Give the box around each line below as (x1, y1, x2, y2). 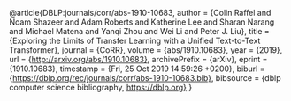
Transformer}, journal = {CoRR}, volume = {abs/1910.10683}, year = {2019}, (9, 45, 283, 55)
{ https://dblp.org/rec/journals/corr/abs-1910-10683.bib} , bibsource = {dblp (9, 73, 281, 83)
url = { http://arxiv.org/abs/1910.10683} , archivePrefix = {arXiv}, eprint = (9, 54, 268, 64)
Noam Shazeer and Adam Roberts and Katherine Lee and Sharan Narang (9, 17, 275, 27)
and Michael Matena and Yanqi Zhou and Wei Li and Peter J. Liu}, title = (9, 26, 270, 36)
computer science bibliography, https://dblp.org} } (9, 83, 193, 92)
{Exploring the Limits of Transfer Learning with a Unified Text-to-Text (9, 35, 261, 46)
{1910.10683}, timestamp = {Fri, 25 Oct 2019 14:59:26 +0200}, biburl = (9, 63, 265, 74)
